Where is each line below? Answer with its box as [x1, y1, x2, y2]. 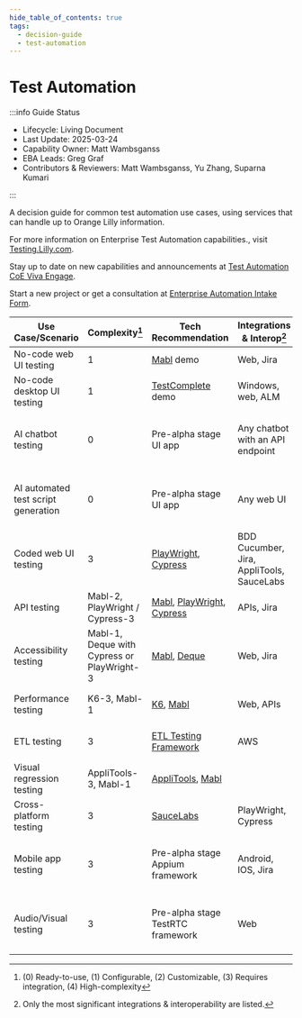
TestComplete [151, 379, 211, 392]
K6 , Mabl [151, 697, 191, 710]
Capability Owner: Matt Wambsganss [22, 143, 160, 154]
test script [13, 493, 57, 505]
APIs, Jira [237, 601, 278, 614]
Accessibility [13, 643, 68, 656]
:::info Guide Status [9, 107, 81, 118]
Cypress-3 [87, 612, 135, 624]
